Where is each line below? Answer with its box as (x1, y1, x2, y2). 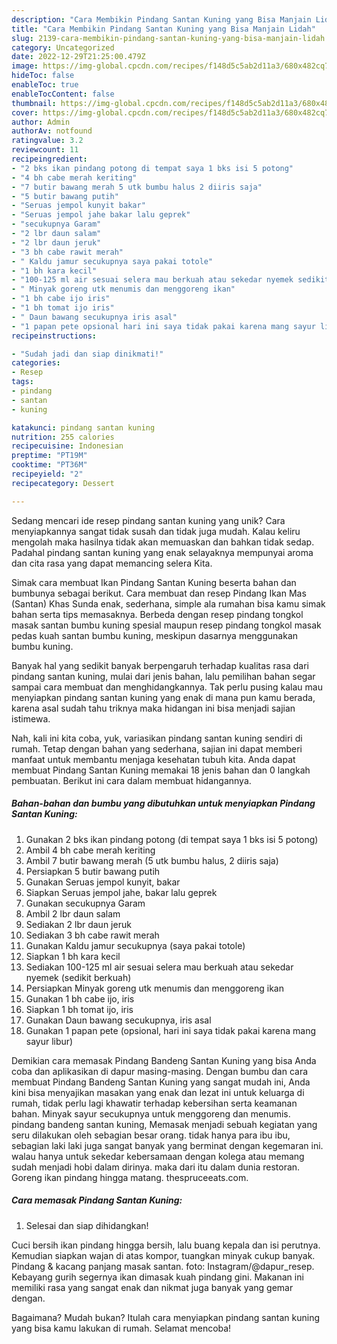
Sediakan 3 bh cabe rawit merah (25, 929, 160, 941)
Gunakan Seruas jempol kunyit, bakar (25, 876, 181, 888)
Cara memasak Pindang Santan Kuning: (11, 1194, 183, 1206)
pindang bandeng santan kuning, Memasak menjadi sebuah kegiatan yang (11, 1118, 318, 1130)
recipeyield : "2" (11, 469, 84, 479)
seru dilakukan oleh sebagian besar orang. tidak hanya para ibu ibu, (11, 1129, 291, 1141)
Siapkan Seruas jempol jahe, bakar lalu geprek (25, 886, 218, 898)
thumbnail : (11, 98, 57, 108)
